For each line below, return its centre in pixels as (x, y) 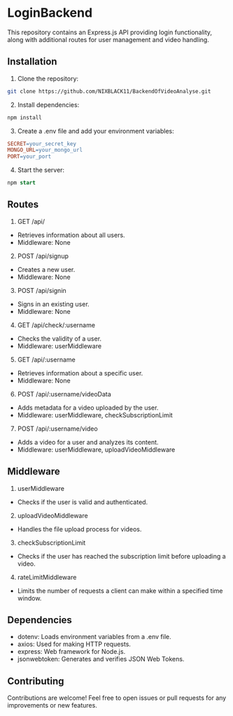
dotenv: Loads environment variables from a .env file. (94, 637)
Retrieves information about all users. (71, 235)
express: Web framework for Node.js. (71, 652)
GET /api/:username (46, 359)
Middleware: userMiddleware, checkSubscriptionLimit (95, 415)
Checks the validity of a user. (59, 338)
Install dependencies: (48, 105)
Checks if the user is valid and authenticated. (83, 502)
